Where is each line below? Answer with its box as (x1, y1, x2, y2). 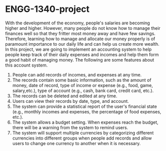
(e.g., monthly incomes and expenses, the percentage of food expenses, (12, 108, 162, 115)
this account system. (5, 62, 48, 68)
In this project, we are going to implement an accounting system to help (5, 46, 152, 52)
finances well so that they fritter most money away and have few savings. (5, 30, 156, 36)
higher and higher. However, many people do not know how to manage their (5, 25, 161, 31)
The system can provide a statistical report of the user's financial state (12, 103, 158, 109)
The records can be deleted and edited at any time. (12, 93, 118, 99)
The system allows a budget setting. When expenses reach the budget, (12, 119, 159, 125)
